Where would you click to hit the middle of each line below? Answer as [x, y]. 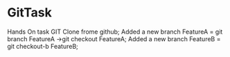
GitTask [29, 13]
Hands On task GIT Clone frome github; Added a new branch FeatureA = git [115, 32]
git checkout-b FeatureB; [43, 46]
